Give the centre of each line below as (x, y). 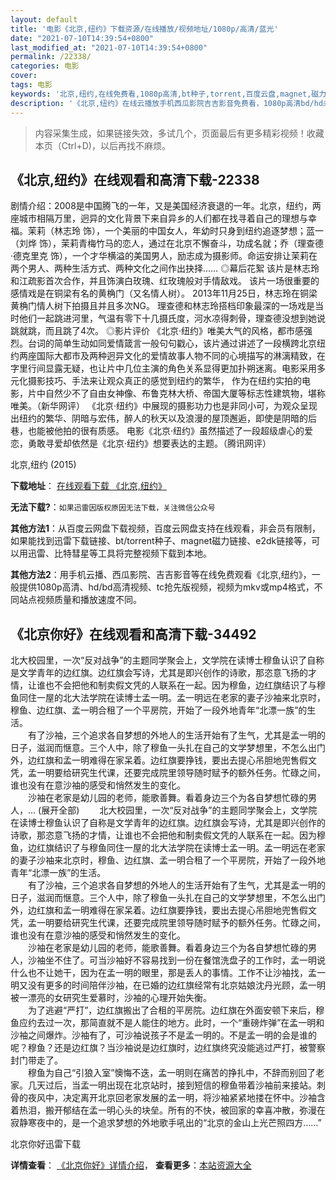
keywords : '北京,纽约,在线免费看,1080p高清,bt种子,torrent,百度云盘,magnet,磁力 (168, 94)
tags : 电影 (31, 85)
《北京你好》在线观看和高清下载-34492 (133, 634)
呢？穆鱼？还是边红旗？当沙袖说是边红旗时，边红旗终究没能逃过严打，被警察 (168, 1048)
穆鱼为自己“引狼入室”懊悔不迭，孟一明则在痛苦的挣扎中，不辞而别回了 (172, 1073)
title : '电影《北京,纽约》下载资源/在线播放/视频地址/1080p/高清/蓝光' (144, 29)
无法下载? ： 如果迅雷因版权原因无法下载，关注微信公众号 (113, 507)
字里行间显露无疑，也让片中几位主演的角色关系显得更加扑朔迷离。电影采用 (163, 368)
